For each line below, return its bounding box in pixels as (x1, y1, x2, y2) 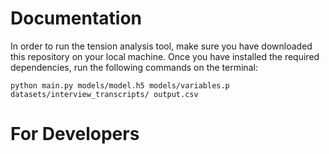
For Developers (10, 123, 140, 146)
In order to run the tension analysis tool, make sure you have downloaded (10, 40, 313, 52)
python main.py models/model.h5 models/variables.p (10, 80, 230, 91)
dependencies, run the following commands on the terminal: (10, 61, 258, 73)
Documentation (10, 7, 143, 30)
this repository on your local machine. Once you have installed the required (10, 50, 320, 62)
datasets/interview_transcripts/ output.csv (10, 89, 199, 99)
